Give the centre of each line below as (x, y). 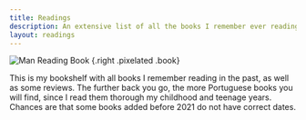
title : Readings (40, 18)
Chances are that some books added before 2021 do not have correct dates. (153, 107)
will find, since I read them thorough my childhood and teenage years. (141, 97)
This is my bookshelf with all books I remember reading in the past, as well (149, 78)
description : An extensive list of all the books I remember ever (138, 26)
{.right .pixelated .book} (136, 61)
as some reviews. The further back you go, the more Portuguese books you (151, 88)
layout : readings (42, 35)
